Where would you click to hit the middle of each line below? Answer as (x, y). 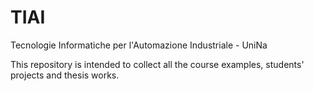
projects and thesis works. (65, 75)
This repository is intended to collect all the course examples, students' (157, 64)
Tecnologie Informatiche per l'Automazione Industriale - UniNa (139, 45)
